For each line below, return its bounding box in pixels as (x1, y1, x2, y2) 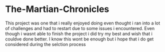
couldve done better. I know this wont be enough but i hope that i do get (5, 36, 154, 42)
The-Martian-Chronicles (5, 3, 109, 15)
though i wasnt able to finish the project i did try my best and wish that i (5, 30, 152, 36)
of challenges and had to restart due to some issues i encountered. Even (5, 25, 155, 31)
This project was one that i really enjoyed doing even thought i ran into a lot (5, 20, 160, 26)
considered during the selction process (5, 41, 86, 47)
